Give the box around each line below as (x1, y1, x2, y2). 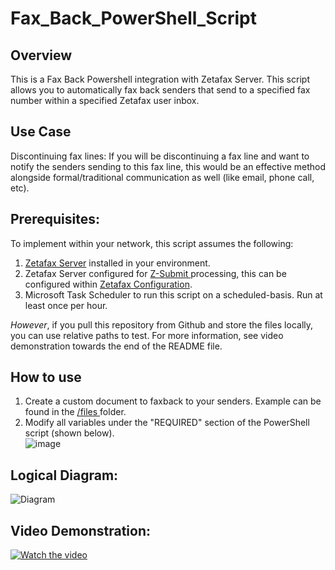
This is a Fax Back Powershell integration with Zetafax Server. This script (10, 73, 310, 85)
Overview (10, 47, 73, 64)
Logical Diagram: (10, 467, 119, 484)
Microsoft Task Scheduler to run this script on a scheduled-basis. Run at (24, 288, 323, 301)
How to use (10, 369, 82, 386)
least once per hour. (24, 299, 108, 311)
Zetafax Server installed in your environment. (24, 257, 211, 269)
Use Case (10, 123, 72, 141)
